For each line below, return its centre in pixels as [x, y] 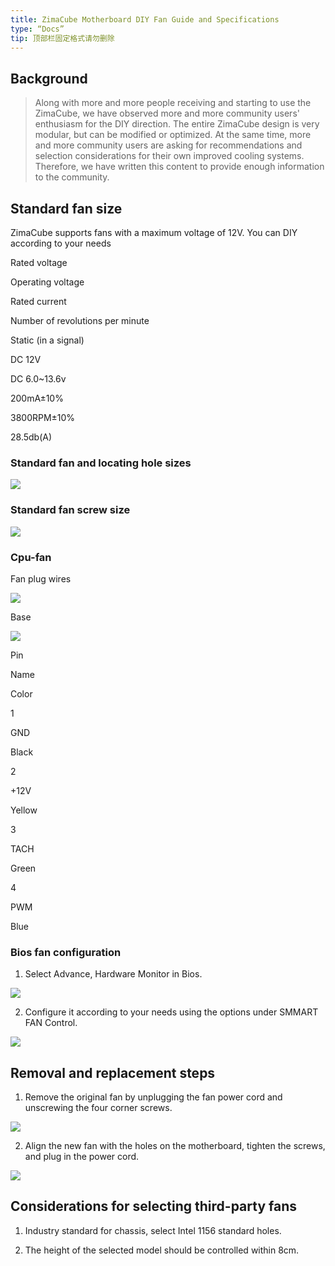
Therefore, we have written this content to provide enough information [179, 167]
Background [49, 78]
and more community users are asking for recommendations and [168, 145]
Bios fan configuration [66, 952]
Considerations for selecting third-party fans [153, 1206]
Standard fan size [66, 208]
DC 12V [26, 359]
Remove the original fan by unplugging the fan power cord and [153, 1097]
